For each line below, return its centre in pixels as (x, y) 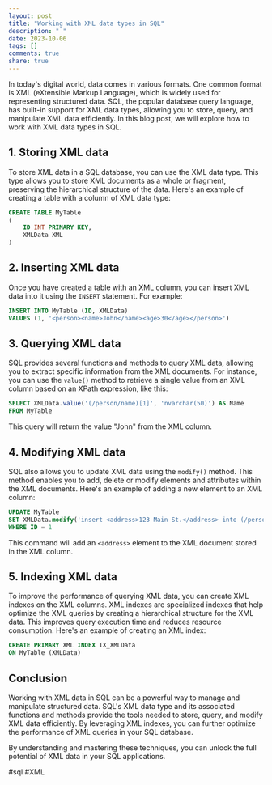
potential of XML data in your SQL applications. (87, 756)
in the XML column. (41, 551)
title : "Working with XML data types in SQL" (86, 23)
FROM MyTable (30, 411)
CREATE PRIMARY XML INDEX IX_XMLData (72, 645)
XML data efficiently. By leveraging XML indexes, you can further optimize (132, 723)
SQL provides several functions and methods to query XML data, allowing (131, 363)
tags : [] (23, 46)
